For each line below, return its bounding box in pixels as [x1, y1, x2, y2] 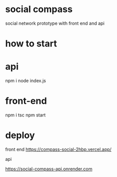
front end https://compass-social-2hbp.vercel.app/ [5, 146, 112, 152]
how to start [5, 38, 57, 49]
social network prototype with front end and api [5, 20, 105, 26]
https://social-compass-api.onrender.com [5, 165, 93, 172]
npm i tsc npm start [5, 112, 46, 118]
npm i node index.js [5, 78, 47, 84]
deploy [5, 130, 35, 141]
